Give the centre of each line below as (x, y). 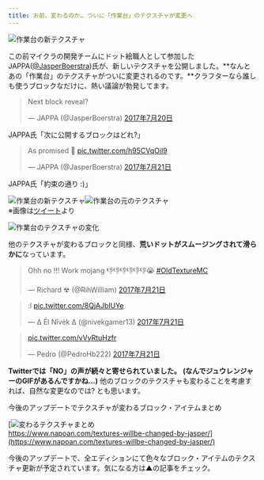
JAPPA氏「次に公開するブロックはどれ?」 (76, 135)
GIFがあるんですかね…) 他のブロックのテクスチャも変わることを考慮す (137, 380)
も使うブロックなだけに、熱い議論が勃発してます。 (91, 86)
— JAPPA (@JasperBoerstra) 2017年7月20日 (100, 118)
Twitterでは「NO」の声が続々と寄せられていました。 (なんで (107, 371)
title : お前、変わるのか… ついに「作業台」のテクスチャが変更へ (101, 15)
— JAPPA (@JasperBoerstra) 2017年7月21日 (99, 166)
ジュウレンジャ (230, 371)
